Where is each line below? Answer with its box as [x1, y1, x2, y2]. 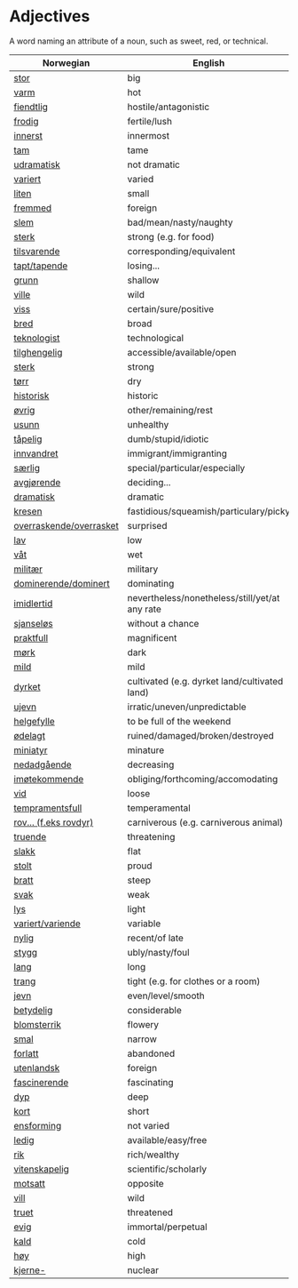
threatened [127, 1206, 174, 1219]
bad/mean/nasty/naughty [127, 216, 233, 228]
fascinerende [13, 1076, 69, 1088]
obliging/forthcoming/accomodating [127, 772, 278, 785]
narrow [127, 1033, 157, 1045]
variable [127, 917, 161, 930]
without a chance [127, 617, 200, 629]
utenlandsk [13, 1061, 60, 1074]
